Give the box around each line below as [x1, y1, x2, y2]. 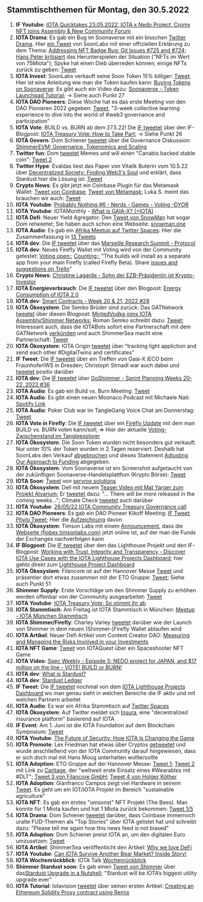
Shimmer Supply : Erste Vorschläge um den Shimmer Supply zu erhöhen [15, 586, 196, 593]
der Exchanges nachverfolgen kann [15, 535, 105, 542]
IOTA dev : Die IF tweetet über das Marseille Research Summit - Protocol [15, 239, 196, 247]
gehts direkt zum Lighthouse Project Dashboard [15, 561, 135, 568]
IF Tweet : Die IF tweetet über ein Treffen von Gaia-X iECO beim [15, 355, 173, 362]
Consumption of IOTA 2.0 [15, 290, 79, 298]
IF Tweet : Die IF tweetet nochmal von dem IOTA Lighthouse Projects [15, 683, 186, 690]
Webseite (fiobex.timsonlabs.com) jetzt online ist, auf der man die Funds [15, 529, 196, 536]
